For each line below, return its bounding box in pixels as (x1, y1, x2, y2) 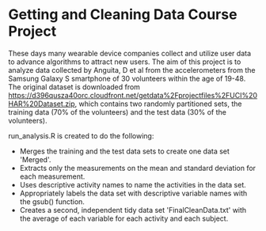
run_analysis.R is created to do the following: (8, 131, 154, 140)
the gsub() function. (19, 196, 85, 206)
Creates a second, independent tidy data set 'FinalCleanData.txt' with (19, 205, 247, 214)
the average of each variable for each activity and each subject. (19, 214, 229, 223)
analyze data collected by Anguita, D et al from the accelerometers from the (8, 65, 256, 74)
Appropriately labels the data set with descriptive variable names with (19, 188, 248, 198)
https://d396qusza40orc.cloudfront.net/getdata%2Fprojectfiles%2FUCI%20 (8, 90, 258, 100)
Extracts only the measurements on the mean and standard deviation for (19, 163, 256, 172)
